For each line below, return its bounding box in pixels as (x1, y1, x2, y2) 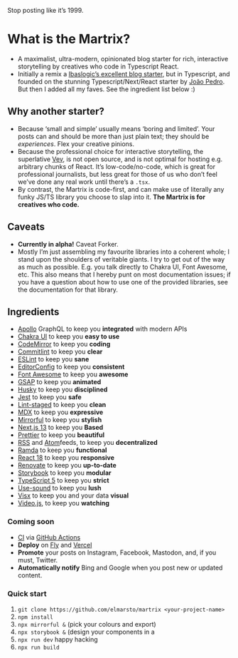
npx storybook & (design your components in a (17, 627, 155, 636)
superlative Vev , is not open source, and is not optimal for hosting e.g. (17, 155, 223, 163)
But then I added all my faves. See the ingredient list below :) (17, 85, 195, 93)
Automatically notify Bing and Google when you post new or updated (17, 563, 223, 572)
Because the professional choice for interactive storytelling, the (17, 147, 204, 155)
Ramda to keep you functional (17, 446, 107, 455)
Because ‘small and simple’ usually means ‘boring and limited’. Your (17, 124, 215, 133)
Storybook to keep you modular (17, 468, 112, 477)
